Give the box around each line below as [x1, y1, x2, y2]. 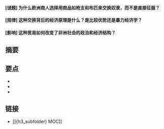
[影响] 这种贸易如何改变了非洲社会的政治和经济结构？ [5, 29, 116, 35]
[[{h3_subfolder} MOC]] [12, 118, 62, 124]
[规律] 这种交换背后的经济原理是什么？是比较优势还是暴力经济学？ [5, 17, 142, 23]
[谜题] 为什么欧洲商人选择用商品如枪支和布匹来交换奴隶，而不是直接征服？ [5, 5, 160, 11]
